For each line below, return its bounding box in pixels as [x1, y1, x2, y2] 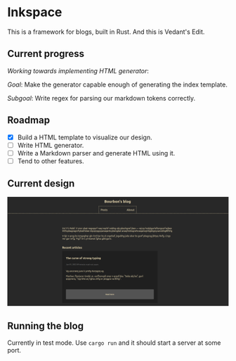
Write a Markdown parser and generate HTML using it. [17, 148, 176, 157]
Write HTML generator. [17, 141, 84, 149]
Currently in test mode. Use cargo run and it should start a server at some [7, 338, 221, 347]
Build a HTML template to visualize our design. [17, 133, 152, 141]
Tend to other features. [17, 156, 84, 165]
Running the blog [7, 319, 84, 331]
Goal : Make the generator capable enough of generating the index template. [7, 80, 228, 89]
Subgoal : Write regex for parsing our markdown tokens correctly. [7, 94, 196, 102]
